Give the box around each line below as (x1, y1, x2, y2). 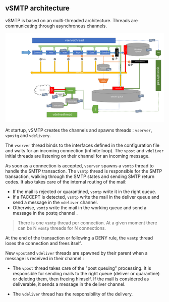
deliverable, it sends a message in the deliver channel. (12, 281, 126, 287)
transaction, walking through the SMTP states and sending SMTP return (5, 173, 155, 179)
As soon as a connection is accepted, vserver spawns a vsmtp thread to (5, 162, 154, 168)
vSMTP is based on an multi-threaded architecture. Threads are (5, 17, 138, 23)
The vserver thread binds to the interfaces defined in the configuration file (5, 142, 160, 148)
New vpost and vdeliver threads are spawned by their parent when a (5, 250, 148, 256)
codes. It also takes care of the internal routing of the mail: (5, 178, 127, 185)
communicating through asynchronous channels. (5, 23, 107, 29)
